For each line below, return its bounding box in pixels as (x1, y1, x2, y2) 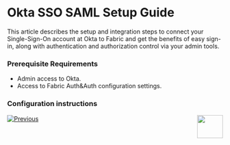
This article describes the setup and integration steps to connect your (7, 27, 204, 36)
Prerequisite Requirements (7, 59, 98, 68)
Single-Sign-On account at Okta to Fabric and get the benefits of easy (7, 34, 205, 42)
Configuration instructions (7, 99, 98, 109)
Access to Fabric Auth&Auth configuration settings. (16, 82, 162, 90)
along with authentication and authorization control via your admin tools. (15, 42, 220, 50)
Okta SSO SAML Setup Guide (7, 5, 175, 21)
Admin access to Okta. (16, 75, 81, 83)
